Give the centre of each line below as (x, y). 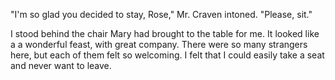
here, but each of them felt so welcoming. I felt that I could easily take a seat (167, 55)
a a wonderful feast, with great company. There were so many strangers (159, 44)
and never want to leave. (61, 65)
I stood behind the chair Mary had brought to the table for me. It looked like (165, 33)
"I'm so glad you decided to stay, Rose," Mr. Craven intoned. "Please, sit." (161, 14)
